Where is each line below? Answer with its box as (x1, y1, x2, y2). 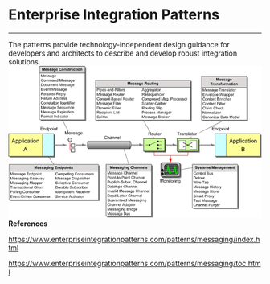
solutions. (8, 56, 41, 66)
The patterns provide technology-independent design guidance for (8, 39, 231, 49)
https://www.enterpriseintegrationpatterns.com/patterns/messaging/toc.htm (8, 259, 261, 269)
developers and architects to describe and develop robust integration (8, 48, 238, 58)
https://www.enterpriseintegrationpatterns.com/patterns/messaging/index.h (8, 235, 260, 245)
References (8, 219, 48, 228)
